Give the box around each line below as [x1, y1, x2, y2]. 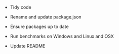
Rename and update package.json [10, 14, 82, 19]
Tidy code [10, 4, 31, 10]
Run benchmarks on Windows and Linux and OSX [10, 33, 114, 39]
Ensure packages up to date [10, 23, 69, 29]
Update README [10, 43, 46, 49]
